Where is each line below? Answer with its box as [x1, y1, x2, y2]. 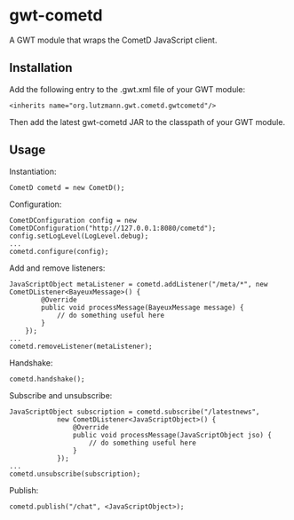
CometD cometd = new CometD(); [9, 183, 125, 192]
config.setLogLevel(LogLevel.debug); [9, 232, 149, 240]
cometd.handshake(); [9, 374, 86, 383]
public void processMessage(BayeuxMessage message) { [41, 303, 244, 311]
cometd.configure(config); [9, 247, 109, 256]
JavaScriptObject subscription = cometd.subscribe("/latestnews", [9, 407, 260, 416]
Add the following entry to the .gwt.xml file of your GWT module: [9, 83, 246, 94]
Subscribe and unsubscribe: [9, 390, 113, 400]
